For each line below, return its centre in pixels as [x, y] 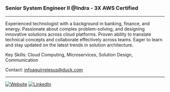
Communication [22, 60]
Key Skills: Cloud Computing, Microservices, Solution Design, [69, 55]
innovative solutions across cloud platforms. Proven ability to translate [78, 34]
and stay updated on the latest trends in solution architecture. [69, 45]
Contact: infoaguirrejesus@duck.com [44, 70]
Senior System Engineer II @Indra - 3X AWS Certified [72, 8]
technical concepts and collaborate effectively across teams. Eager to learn [84, 40]
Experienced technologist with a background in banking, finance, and [78, 24]
